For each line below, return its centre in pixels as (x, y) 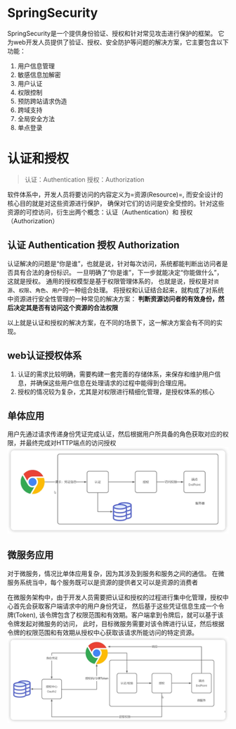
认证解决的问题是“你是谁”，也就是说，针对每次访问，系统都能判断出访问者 (115, 263)
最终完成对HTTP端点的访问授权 (71, 443)
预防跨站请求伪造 (42, 101)
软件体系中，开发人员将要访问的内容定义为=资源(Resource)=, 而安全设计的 (115, 194)
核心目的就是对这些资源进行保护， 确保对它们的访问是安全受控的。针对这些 (116, 203)
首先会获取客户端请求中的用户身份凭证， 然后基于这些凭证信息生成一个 (116, 606)
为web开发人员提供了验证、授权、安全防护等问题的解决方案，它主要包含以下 (118, 42)
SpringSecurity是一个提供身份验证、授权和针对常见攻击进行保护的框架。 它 (116, 33)
